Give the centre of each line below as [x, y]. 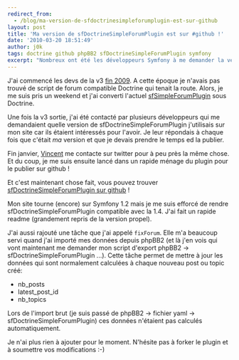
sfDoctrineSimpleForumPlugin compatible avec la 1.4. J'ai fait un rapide [112, 211]
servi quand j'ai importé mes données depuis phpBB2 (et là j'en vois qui [113, 240]
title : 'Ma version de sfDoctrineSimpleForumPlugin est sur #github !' [116, 34]
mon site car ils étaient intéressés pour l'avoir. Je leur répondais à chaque [116, 132]
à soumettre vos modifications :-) [56, 349]
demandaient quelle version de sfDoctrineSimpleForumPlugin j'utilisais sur [116, 125]
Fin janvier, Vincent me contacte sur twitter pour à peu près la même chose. [118, 153]
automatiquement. [34, 328]
